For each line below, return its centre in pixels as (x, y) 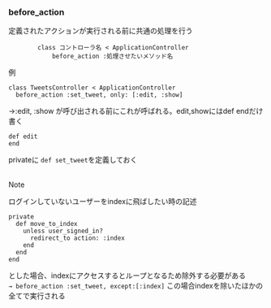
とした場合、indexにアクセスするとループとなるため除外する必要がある (127, 275)
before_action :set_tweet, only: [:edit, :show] (99, 95)
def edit (23, 137)
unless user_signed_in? (63, 231)
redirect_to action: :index (77, 238)
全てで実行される (37, 296)
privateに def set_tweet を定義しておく (73, 160)
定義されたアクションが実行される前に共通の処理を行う (101, 31)
